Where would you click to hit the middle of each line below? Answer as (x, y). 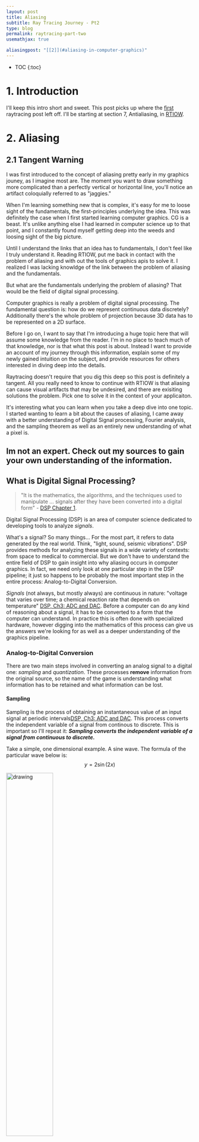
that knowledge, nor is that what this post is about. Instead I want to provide (99, 346)
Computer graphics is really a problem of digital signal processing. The (93, 303)
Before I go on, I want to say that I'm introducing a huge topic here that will (97, 333)
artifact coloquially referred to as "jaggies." (59, 193)
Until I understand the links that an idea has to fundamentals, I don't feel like (99, 248)
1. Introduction (42, 91)
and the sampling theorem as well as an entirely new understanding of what (99, 426)
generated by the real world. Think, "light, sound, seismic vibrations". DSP (97, 544)
